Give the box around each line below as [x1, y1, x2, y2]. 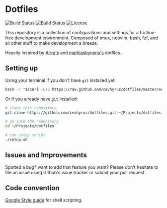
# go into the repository [5, 119, 59, 124]
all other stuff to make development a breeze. [5, 40, 98, 46]
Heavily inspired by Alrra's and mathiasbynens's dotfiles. [5, 50, 122, 56]
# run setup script [5, 133, 46, 138]
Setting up [5, 64, 38, 72]
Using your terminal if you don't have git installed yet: [5, 77, 116, 83]
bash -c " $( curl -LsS [5, 87, 50, 92]
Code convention [5, 184, 60, 192]
